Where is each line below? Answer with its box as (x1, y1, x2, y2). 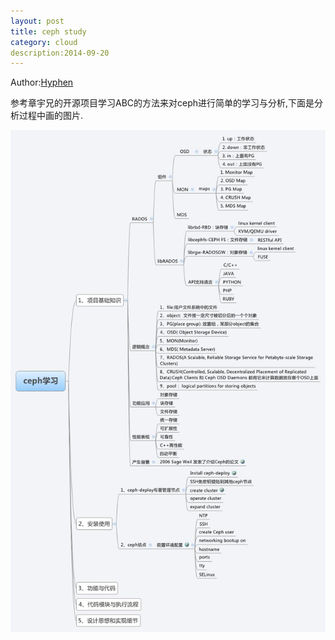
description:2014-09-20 (10, 48, 110, 58)
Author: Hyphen (10, 76, 74, 89)
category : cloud (10, 37, 78, 47)
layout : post (10, 16, 65, 26)
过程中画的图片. (18, 110, 84, 122)
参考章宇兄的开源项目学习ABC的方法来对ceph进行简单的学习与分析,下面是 (10, 97, 315, 109)
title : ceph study (10, 26, 87, 37)
